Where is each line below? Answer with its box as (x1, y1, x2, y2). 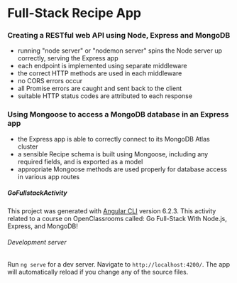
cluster (17, 142, 38, 151)
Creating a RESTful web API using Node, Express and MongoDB (7, 31, 231, 41)
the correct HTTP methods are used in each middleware (17, 69, 182, 78)
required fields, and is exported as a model (17, 157, 143, 166)
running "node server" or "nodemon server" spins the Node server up (17, 46, 222, 55)
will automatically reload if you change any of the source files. (7, 267, 189, 276)
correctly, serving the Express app (17, 54, 118, 63)
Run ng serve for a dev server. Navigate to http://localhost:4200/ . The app (7, 260, 231, 268)
